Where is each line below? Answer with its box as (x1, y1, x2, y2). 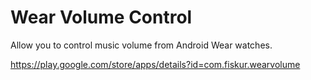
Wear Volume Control (10, 6, 193, 29)
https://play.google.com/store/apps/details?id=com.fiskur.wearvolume (10, 58, 301, 70)
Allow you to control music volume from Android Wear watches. (10, 39, 273, 51)
